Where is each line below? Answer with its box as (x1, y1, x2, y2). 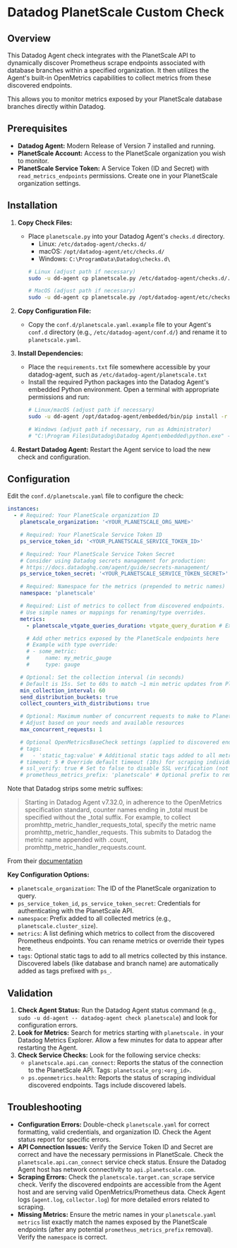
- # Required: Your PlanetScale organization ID (13, 512, 159, 519)
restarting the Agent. (17, 1043, 78, 1052)
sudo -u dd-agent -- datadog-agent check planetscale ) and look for (17, 1014, 218, 1021)
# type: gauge (25, 661, 80, 668)
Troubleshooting (7, 1101, 83, 1113)
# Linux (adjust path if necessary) (28, 268, 136, 275)
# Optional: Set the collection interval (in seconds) (20, 674, 185, 681)
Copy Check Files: (17, 218, 73, 227)
